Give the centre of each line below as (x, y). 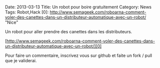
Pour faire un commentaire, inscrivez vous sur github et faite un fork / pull (79, 55)
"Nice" (12, 22)
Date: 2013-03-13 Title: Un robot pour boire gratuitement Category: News (78, 7)
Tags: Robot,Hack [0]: (27, 12)
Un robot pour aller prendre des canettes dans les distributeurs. (69, 32)
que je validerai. (21, 61)
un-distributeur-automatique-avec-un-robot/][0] (53, 46)
